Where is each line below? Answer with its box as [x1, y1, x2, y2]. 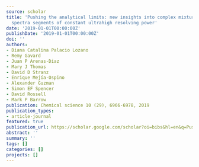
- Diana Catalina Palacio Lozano [6, 47, 89, 53]
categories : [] [6, 146, 44, 152]
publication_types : [6, 108, 54, 114]
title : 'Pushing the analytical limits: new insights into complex [6, 14, 176, 20]
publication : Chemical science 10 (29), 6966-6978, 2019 [6, 102, 150, 108]
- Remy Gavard [6, 53, 41, 59]
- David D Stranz [6, 69, 49, 75]
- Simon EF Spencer [6, 86, 54, 92]
